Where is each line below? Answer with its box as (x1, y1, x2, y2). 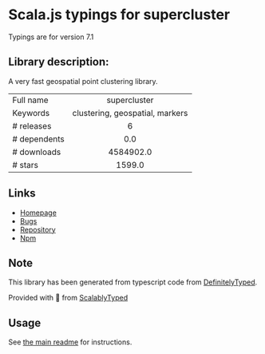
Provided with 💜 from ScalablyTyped (8, 293, 129, 303)
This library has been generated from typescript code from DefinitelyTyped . (8, 277, 258, 287)
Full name (12, 94, 49, 105)
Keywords (12, 107, 50, 118)
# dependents (12, 133, 65, 145)
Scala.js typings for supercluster (8, 6, 230, 24)
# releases (12, 120, 52, 131)
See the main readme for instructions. (8, 337, 132, 347)
